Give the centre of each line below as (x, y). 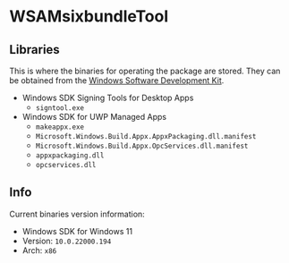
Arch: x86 (39, 250)
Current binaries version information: (77, 214)
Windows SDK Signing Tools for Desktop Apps (108, 98)
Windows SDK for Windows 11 (77, 231)
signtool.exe (60, 108)
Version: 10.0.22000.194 (67, 241)
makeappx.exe (60, 127)
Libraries (34, 50)
